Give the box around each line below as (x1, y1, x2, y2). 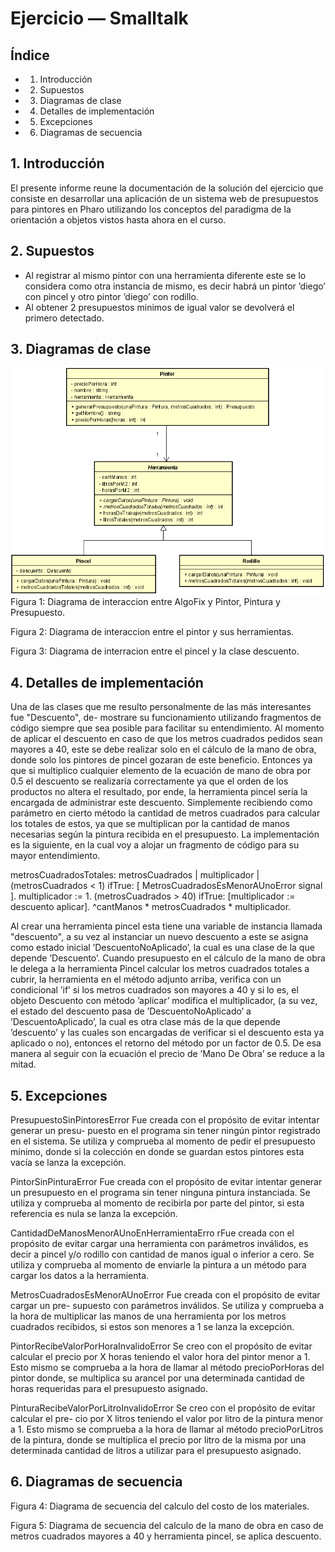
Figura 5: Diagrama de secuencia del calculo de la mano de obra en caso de (10, 1519, 324, 1531)
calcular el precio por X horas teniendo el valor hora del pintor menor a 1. (10, 1351, 311, 1363)
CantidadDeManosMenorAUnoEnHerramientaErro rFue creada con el (10, 1227, 295, 1239)
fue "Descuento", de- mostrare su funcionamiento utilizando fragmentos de (10, 712, 322, 724)
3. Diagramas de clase (10, 341, 152, 358)
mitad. (10, 1058, 37, 1071)
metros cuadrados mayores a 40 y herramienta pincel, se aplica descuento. (10, 1530, 322, 1542)
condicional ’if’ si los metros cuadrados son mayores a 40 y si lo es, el (10, 984, 299, 996)
